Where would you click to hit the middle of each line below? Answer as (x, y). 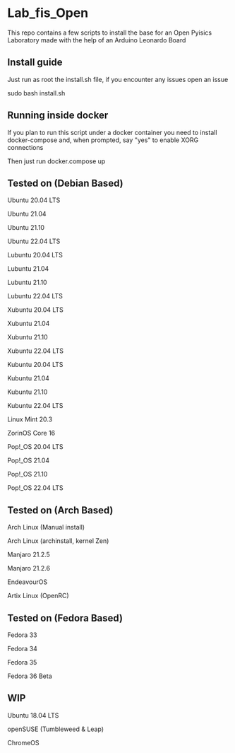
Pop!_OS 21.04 (29, 460)
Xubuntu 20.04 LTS (35, 310)
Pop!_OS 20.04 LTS (35, 447)
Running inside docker (58, 116)
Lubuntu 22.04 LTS (35, 296)
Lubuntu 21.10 (27, 282)
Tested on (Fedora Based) (65, 618)
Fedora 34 (22, 649)
